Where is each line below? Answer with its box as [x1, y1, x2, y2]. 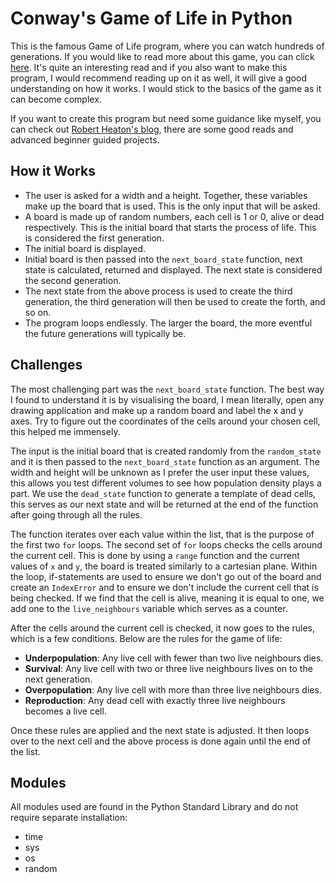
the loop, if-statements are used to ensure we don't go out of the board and [10, 570, 322, 582]
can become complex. [10, 93, 102, 105]
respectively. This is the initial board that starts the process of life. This [24, 221, 317, 233]
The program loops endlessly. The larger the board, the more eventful [24, 317, 313, 329]
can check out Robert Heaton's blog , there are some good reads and [10, 123, 294, 135]
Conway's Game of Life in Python [10, 7, 293, 30]
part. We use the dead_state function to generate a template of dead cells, [10, 487, 317, 499]
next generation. [24, 673, 93, 685]
